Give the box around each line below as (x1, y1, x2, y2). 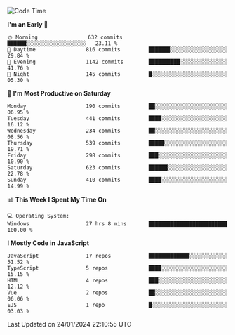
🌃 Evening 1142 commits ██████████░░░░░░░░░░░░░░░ (7, 58, 228, 65)
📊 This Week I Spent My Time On (7, 195, 107, 204)
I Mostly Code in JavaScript (7, 239, 90, 247)
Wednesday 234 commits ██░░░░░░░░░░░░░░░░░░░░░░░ (7, 127, 228, 134)
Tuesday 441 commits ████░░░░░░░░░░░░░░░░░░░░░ (7, 115, 228, 122)
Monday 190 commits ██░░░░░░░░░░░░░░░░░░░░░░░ (7, 103, 228, 110)
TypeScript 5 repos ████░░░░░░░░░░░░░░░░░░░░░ (7, 265, 228, 272)
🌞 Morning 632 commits (7, 34, 123, 41)
